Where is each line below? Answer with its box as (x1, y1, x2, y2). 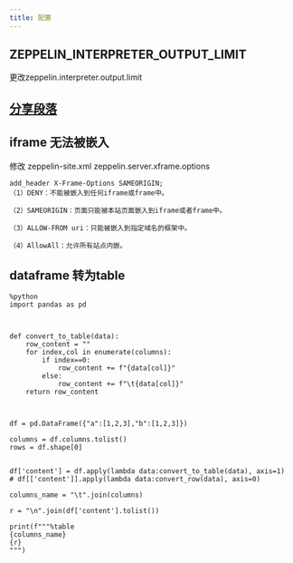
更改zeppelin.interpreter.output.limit (9, 72, 143, 83)
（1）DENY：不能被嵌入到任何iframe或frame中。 (9, 188, 169, 198)
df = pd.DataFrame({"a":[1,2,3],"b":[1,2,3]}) (9, 419, 188, 429)
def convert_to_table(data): (9, 332, 119, 341)
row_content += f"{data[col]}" (57, 364, 176, 373)
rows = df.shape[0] (9, 443, 83, 452)
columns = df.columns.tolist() (9, 435, 128, 444)
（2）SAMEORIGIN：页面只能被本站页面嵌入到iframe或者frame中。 (9, 206, 227, 215)
